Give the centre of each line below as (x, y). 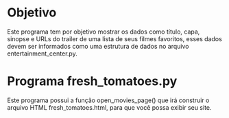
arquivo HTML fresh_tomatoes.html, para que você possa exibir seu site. (109, 107)
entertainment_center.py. (42, 54)
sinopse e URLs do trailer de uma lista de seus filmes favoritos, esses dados (115, 38)
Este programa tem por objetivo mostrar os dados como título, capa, (104, 32)
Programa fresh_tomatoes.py (92, 81)
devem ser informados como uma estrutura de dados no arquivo (98, 46)
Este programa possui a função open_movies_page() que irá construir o (108, 100)
